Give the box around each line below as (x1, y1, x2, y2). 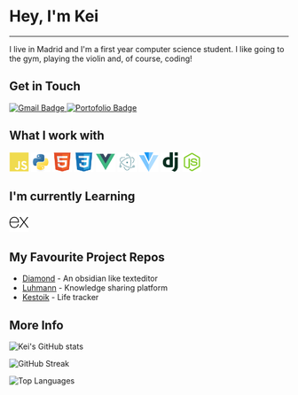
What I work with (9, 128, 105, 143)
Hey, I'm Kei (9, 6, 99, 27)
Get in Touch (9, 79, 82, 94)
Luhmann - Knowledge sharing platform (21, 283, 169, 293)
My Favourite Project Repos (9, 250, 166, 265)
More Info (9, 317, 64, 333)
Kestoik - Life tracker (21, 292, 99, 303)
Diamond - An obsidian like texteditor (21, 273, 158, 284)
